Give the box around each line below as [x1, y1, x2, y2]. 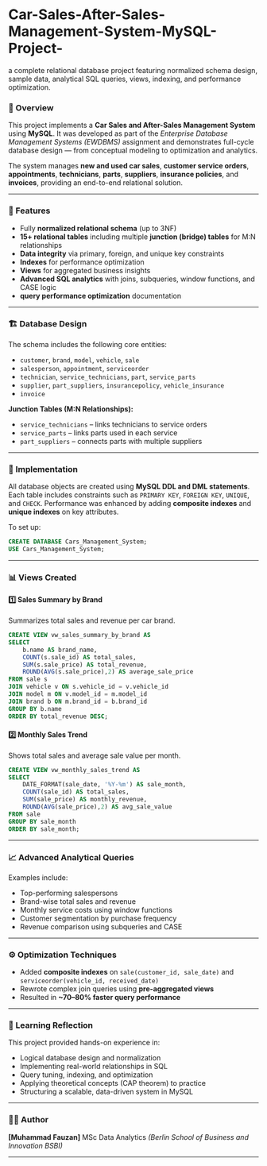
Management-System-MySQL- [8, 22, 217, 41]
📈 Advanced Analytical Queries [8, 851, 134, 863]
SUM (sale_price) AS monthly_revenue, [22, 796, 148, 804]
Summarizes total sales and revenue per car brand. [8, 616, 176, 625]
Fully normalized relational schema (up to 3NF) [19, 223, 177, 233]
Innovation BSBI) [8, 1141, 64, 1150]
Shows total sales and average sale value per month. [8, 751, 181, 760]
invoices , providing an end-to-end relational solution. [8, 178, 184, 187]
